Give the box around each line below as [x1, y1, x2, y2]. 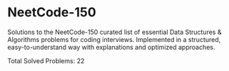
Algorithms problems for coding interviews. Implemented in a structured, [7, 35, 221, 43]
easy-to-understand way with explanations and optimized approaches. [7, 43, 215, 51]
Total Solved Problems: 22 [7, 56, 85, 65]
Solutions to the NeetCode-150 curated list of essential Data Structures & [7, 28, 222, 36]
